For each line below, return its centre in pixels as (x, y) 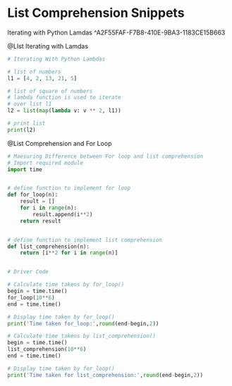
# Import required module (45, 163)
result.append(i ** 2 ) (63, 214)
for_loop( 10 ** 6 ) (31, 297)
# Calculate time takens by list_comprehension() (82, 336)
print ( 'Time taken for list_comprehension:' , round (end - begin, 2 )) (105, 375)
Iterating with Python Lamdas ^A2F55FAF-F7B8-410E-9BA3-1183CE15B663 (116, 32)
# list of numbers (34, 72)
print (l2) (22, 130)
